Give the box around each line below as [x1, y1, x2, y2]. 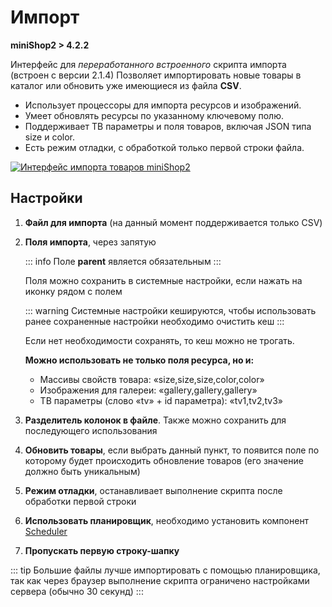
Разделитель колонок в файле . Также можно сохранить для [24, 414, 287, 426]
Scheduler [24, 525, 68, 537]
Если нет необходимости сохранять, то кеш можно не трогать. [24, 334, 295, 346]
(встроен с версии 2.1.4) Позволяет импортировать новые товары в [10, 69, 302, 81]
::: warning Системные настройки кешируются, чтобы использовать [24, 304, 317, 316]
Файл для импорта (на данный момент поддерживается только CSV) [24, 216, 323, 228]
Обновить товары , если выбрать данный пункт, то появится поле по [24, 444, 320, 456]
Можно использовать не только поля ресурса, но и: [24, 354, 255, 366]
